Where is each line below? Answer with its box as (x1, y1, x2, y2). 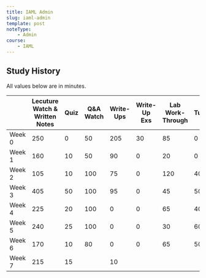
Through (162, 116, 188, 125)
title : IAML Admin (6, 9, 53, 15)
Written (34, 112, 57, 120)
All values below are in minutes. (6, 82, 86, 90)
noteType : (6, 26, 32, 33)
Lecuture (31, 96, 59, 105)
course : (6, 37, 26, 44)
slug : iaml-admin (6, 15, 51, 21)
